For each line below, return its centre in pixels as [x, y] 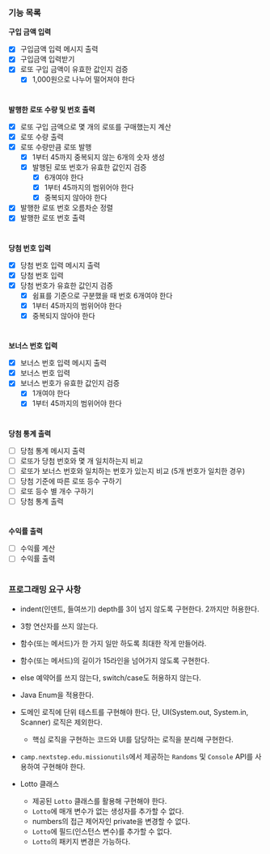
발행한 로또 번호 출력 [53, 218]
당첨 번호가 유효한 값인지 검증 [66, 285]
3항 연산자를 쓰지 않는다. [59, 626]
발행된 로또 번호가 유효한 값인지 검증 [89, 167]
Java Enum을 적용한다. [57, 695]
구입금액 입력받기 [47, 59]
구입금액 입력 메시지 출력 [59, 49]
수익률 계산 [38, 548]
